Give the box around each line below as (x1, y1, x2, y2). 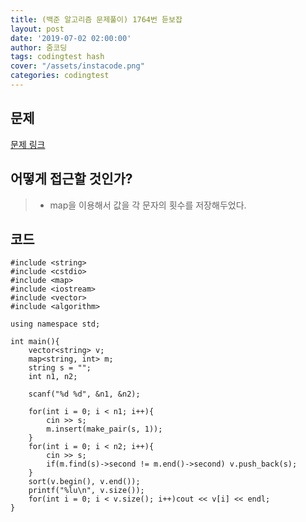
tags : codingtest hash (10, 52, 105, 62)
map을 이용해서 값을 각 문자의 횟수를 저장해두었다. (49, 199, 247, 211)
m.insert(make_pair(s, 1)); (46, 424, 163, 435)
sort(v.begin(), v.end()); (28, 477, 141, 487)
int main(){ (10, 337, 60, 347)
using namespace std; (10, 319, 101, 330)
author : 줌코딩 (10, 42, 68, 53)
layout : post (10, 24, 65, 34)
